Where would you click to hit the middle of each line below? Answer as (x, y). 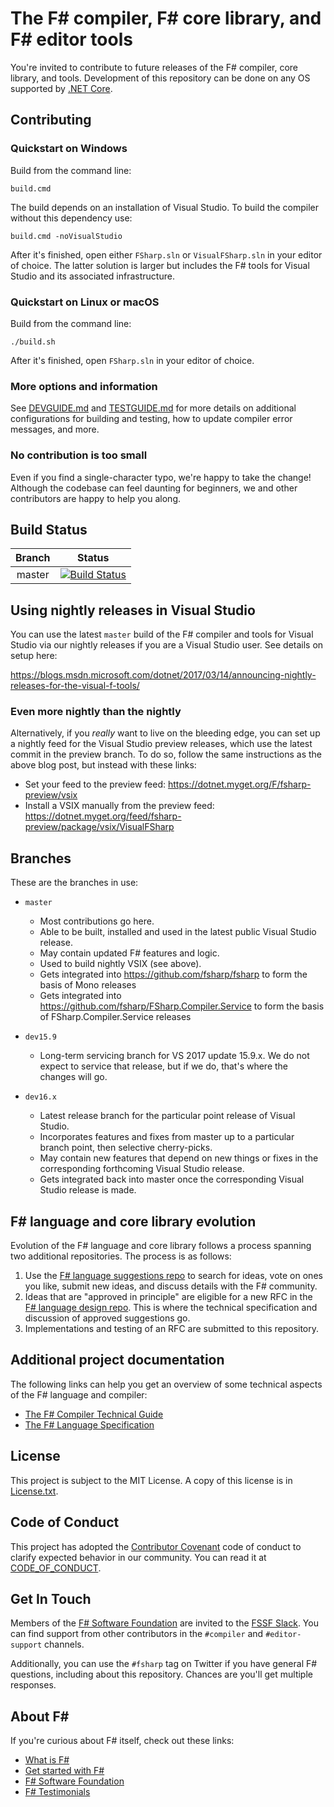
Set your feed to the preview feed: (95, 784)
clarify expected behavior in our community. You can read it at (138, 1557)
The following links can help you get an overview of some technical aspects (166, 1384)
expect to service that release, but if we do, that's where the (164, 1066)
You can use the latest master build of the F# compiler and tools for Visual (162, 634)
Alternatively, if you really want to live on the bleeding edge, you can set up (165, 733)
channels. (64, 1644)
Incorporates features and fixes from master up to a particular (167, 1137)
